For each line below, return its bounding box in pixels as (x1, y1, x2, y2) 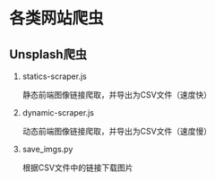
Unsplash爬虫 (9, 47, 88, 62)
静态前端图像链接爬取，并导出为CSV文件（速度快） (21, 90, 212, 99)
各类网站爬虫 (9, 8, 105, 29)
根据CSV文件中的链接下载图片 (21, 162, 133, 173)
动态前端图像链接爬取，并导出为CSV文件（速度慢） (21, 126, 212, 136)
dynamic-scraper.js (21, 108, 94, 117)
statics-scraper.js (21, 71, 87, 82)
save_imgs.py (21, 144, 73, 154)
